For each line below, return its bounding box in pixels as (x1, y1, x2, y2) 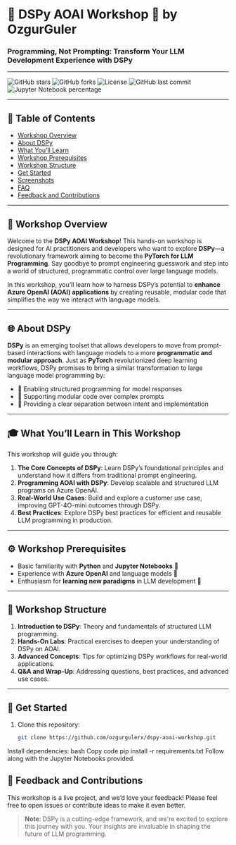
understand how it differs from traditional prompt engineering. (17, 471, 197, 479)
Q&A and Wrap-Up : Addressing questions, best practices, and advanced (17, 667, 229, 676)
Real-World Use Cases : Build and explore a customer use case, (17, 493, 202, 502)
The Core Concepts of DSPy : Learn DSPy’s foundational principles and (17, 463, 223, 471)
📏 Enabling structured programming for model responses (17, 384, 183, 393)
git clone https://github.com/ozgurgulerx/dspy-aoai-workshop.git (17, 734, 216, 741)
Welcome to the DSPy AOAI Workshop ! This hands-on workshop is (7, 237, 202, 245)
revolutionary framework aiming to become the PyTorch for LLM (7, 252, 194, 260)
